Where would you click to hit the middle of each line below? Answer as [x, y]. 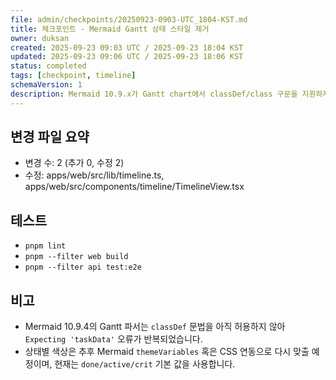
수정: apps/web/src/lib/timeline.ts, [94, 175]
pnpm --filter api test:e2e [83, 267]
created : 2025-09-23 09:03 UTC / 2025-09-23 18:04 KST [127, 47]
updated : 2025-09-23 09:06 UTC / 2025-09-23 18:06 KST [127, 57]
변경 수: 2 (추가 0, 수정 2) [74, 163]
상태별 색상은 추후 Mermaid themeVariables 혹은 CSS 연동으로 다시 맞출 [167, 352]
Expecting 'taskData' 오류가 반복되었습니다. [113, 339]
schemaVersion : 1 [46, 85]
